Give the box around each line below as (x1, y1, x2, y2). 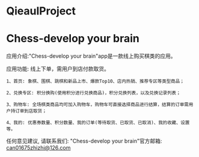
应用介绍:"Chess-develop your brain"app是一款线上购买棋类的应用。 (6, 52, 176, 60)
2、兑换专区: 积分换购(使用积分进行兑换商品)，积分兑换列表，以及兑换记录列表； (6, 90, 181, 96)
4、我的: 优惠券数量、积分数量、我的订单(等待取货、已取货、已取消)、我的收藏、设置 (6, 120, 190, 126)
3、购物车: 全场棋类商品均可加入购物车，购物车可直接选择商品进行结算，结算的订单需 (6, 102, 189, 108)
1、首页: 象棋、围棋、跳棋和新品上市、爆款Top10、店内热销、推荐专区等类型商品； (6, 78, 185, 85)
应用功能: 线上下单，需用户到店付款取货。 (6, 65, 109, 73)
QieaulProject (6, 4, 76, 18)
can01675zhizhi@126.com (6, 144, 71, 152)
